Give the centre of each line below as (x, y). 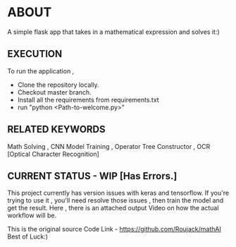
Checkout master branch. (54, 92)
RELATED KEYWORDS (56, 129)
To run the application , (41, 71)
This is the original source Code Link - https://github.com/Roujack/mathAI (114, 229)
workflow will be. (32, 215)
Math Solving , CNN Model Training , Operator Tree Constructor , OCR (109, 146)
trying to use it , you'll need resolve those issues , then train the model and (116, 200)
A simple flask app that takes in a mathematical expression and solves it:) (113, 32)
